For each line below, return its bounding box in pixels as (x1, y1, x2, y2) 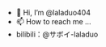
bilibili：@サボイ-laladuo (15, 29, 99, 39)
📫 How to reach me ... (15, 17, 91, 26)
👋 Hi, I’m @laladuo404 (15, 8, 91, 17)
